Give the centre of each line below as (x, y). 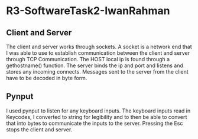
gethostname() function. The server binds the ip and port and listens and (95, 65)
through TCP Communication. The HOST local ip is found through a (88, 59)
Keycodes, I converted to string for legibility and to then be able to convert (97, 117)
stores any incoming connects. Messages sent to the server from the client (98, 72)
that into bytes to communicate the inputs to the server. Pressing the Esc (95, 123)
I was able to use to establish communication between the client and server (98, 53)
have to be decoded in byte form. (47, 78)
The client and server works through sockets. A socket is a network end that (99, 47)
